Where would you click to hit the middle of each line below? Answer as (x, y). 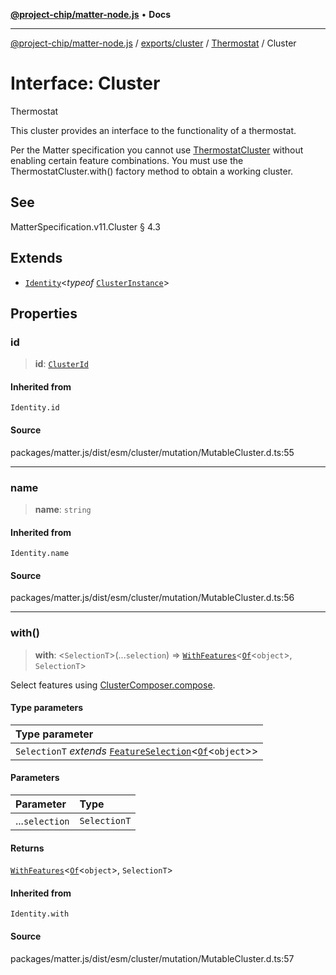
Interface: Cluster (85, 83)
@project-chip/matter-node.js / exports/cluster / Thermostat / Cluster (153, 43)
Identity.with (40, 914)
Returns (27, 848)
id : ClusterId (61, 364)
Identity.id (35, 408)
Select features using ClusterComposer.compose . (113, 685)
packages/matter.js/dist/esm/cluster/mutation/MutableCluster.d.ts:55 (152, 452)
